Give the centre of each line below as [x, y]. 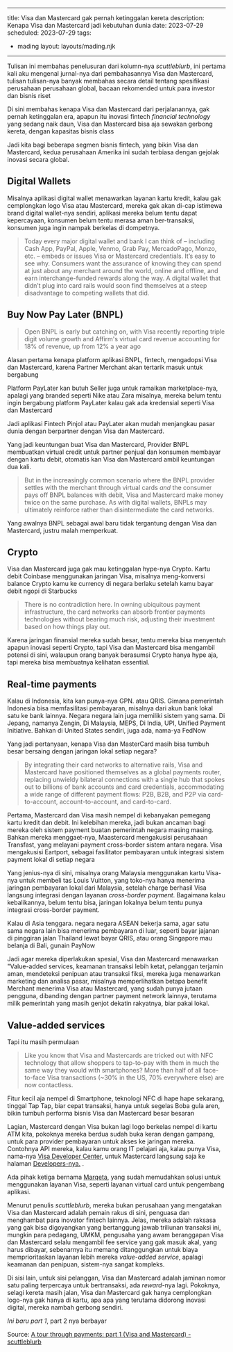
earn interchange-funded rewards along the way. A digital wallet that [122, 278]
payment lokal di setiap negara [51, 860]
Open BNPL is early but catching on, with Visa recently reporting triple [124, 332]
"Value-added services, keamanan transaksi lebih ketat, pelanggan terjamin [115, 966]
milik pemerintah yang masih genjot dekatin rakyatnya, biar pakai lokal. [109, 1003]
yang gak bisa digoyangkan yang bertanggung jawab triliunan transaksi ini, [114, 1228]
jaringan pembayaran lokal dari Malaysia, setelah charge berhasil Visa [107, 888]
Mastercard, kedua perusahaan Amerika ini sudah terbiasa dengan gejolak [113, 152]
